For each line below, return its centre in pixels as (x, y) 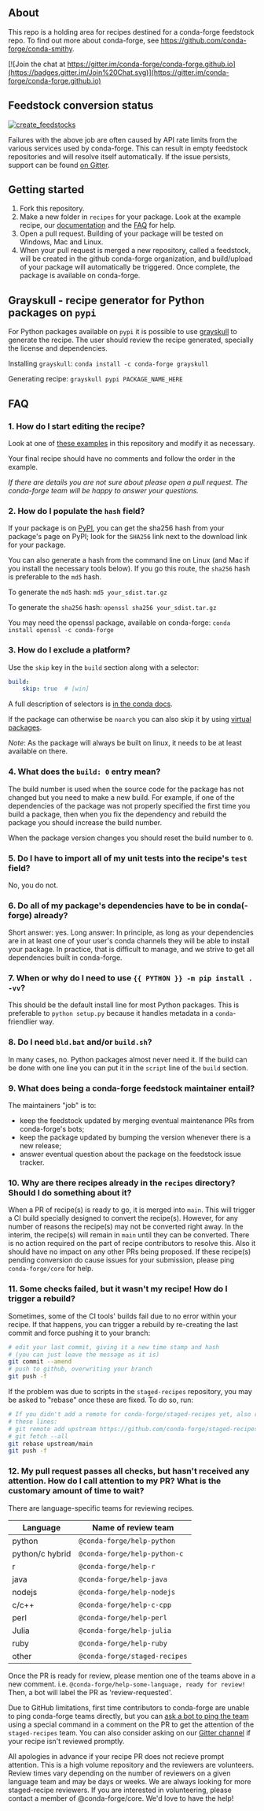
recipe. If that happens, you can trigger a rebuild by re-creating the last (123, 1324)
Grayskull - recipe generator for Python (106, 300)
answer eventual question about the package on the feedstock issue (130, 1155)
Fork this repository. (52, 209)
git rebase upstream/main (50, 1444)
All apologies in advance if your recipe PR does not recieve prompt (116, 1756)
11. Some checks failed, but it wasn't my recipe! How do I (118, 1289)
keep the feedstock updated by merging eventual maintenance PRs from (137, 1121)
